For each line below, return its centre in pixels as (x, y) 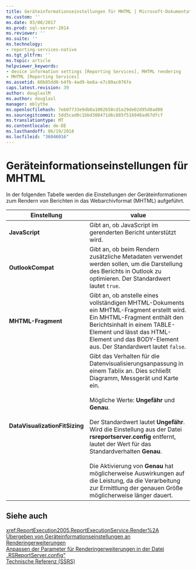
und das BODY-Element (146, 339)
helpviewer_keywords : (32, 66)
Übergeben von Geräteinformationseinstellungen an (69, 536)
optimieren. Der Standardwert (130, 278)
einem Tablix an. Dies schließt (130, 371)
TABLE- (164, 325)
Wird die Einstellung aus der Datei (136, 429)
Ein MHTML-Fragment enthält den (136, 317)
